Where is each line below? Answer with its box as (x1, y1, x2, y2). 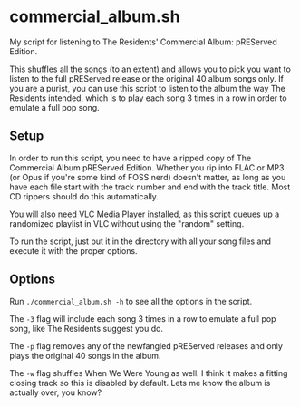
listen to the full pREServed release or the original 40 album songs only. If (9, 73, 284, 83)
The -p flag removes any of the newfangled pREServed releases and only (9, 340, 284, 351)
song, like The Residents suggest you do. (9, 323, 163, 334)
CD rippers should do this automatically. (9, 190, 159, 201)
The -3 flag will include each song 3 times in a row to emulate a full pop (9, 313, 276, 324)
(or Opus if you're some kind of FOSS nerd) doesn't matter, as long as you (9, 171, 286, 182)
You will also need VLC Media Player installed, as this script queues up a (9, 208, 280, 219)
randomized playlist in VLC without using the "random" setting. (9, 218, 245, 228)
